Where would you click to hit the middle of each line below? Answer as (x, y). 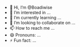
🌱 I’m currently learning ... (35, 18)
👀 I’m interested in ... (30, 12)
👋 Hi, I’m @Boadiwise (31, 7)
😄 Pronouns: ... (25, 35)
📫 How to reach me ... (32, 28)
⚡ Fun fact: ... (23, 40)
